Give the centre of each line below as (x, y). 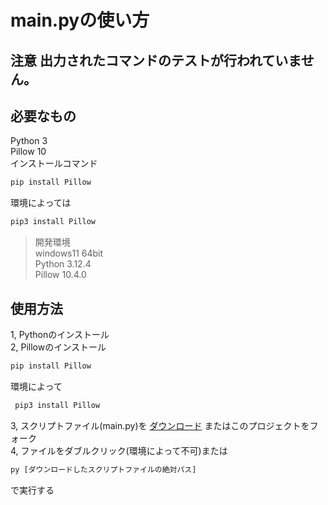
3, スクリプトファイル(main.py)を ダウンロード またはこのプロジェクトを (160, 425)
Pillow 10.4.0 (60, 275)
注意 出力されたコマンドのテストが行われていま (156, 60)
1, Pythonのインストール (60, 334)
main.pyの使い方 (80, 20)
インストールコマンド (54, 163)
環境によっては (41, 203)
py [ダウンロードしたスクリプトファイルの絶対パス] (103, 469)
